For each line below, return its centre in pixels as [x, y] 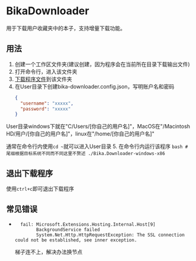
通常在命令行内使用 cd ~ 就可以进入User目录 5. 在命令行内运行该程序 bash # [97, 146]
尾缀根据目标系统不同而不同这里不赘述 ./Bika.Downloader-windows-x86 [86, 154]
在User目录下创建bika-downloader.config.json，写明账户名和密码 [94, 86]
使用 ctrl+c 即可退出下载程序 [40, 189]
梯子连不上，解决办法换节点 [49, 251]
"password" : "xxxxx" [46, 109]
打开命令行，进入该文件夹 [46, 71]
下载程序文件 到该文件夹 [43, 79]
